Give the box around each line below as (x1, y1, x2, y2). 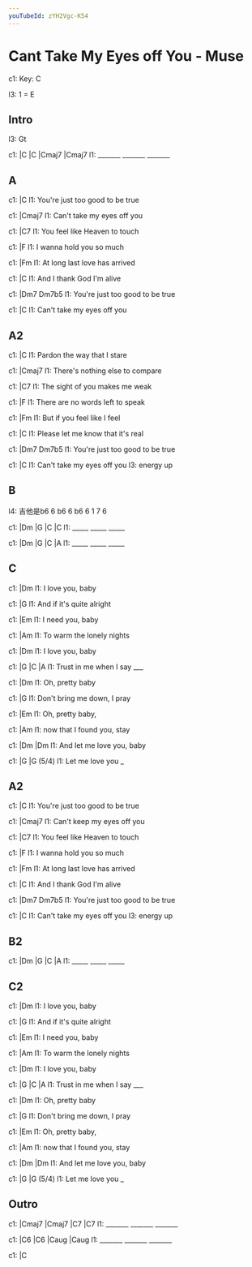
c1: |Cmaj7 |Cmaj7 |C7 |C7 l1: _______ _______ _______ (8, 1218, 178, 1229)
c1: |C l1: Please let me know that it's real (8, 429, 144, 438)
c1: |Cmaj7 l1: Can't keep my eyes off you (8, 817, 146, 827)
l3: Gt (8, 135, 27, 144)
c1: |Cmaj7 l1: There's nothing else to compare (8, 366, 162, 376)
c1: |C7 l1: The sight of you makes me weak (8, 382, 152, 391)
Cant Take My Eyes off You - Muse (8, 46, 245, 65)
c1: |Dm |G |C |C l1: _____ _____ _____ (8, 522, 126, 532)
